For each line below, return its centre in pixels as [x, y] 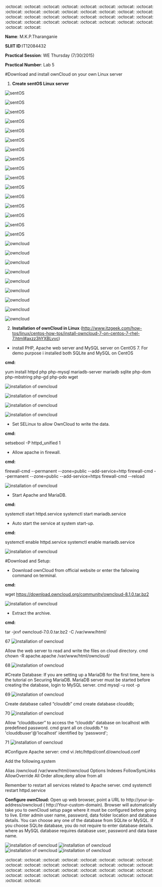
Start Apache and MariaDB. [39, 495]
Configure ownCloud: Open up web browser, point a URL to [65, 800]
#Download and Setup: [28, 561]
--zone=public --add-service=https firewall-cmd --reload [87, 476]
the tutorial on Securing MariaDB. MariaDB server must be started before [78, 680]
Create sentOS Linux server [40, 84]
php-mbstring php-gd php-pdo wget [42, 377]
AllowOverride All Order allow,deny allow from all [54, 776]
